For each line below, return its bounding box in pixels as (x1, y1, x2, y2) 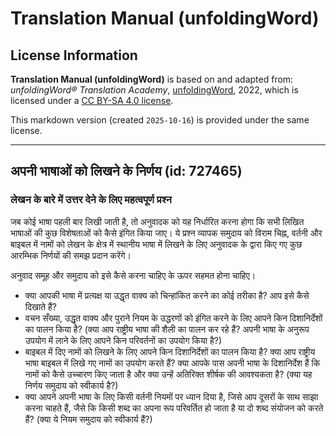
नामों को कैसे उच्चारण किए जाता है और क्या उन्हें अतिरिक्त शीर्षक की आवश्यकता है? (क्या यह (24, 368, 313, 380)
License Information (10, 47, 138, 64)
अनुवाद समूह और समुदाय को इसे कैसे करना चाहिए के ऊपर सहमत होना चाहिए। (10, 269, 257, 281)
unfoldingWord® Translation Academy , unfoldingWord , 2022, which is (10, 84, 299, 96)
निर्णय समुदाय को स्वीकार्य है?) (24, 379, 119, 391)
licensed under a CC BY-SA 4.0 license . (10, 95, 174, 106)
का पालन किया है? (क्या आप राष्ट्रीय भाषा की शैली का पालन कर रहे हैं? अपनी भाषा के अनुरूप (24, 323, 310, 335)
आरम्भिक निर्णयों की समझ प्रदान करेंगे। (10, 249, 132, 261)
